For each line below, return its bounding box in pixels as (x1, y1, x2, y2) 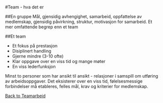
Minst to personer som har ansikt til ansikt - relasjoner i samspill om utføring (5, 73, 158, 79)
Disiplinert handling (12, 48, 51, 54)
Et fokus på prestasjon (12, 43, 58, 48)
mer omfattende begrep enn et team (5, 24, 78, 30)
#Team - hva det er (5, 4, 44, 10)
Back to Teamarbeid (5, 93, 46, 99)
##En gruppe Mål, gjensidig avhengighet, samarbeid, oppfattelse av (5, 14, 142, 19)
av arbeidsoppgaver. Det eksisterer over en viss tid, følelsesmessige (5, 78, 143, 84)
